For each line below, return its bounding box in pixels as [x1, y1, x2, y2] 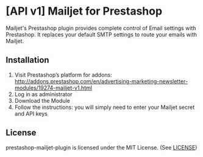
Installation [5, 55, 49, 65]
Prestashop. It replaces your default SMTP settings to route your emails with [5, 30, 198, 38]
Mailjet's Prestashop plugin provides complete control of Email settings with [5, 24, 196, 32]
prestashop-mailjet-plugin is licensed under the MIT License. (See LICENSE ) [5, 144, 198, 151]
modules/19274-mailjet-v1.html [14, 84, 93, 91]
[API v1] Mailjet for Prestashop [5, 4, 163, 18]
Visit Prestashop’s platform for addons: [14, 71, 112, 78]
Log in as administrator [14, 90, 73, 98]
